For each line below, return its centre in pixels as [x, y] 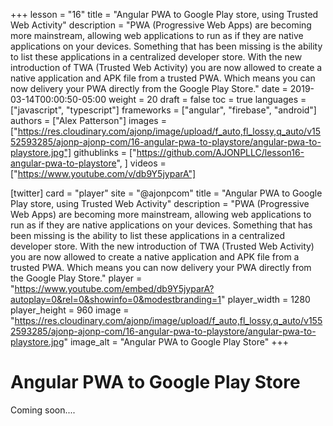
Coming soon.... [43, 410]
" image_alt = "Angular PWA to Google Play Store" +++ [176, 342]
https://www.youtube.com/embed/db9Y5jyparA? [114, 288]
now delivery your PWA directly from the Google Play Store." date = [149, 88]
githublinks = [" [105, 152]
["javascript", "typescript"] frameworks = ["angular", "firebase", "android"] [163, 110]
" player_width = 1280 [266, 299]
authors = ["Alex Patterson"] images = [88, 120]
